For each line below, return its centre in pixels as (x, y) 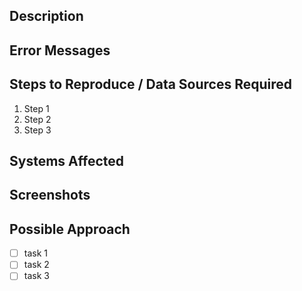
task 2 (36, 265)
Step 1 (36, 108)
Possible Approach (70, 229)
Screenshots (50, 195)
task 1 (35, 253)
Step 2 (37, 119)
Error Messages (60, 50)
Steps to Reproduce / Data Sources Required (151, 84)
